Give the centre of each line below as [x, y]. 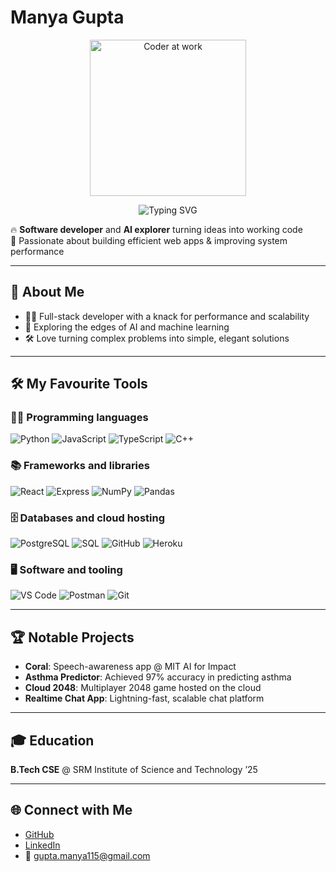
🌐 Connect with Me [71, 810]
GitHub [39, 834]
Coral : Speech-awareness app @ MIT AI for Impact [130, 667]
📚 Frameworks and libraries [80, 466]
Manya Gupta [67, 17]
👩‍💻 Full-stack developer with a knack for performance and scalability [167, 316]
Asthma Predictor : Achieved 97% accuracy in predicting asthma [158, 677]
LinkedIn [42, 845]
